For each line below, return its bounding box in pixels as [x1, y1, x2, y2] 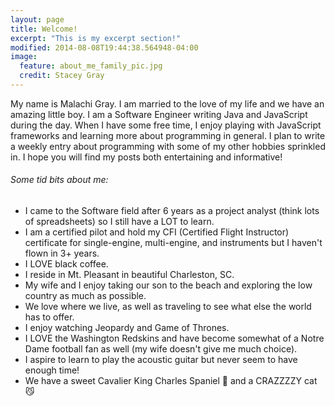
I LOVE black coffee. [24, 258, 109, 270]
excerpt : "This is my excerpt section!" [10, 33, 182, 43]
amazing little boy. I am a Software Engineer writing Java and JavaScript [10, 108, 308, 120]
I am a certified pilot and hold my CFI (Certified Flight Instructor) [24, 226, 290, 238]
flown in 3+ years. [24, 247, 100, 260]
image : [10, 52, 38, 62]
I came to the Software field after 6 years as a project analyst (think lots [24, 205, 320, 217]
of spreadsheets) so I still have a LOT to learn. [24, 216, 215, 228]
